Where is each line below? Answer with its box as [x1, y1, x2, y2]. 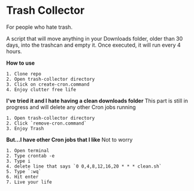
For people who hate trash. [6, 23, 73, 31]
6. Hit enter [6, 174, 39, 180]
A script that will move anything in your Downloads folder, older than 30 [6, 35, 183, 42]
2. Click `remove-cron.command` [6, 120, 87, 126]
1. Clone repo [6, 71, 42, 77]
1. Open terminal [6, 147, 50, 153]
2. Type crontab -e [6, 153, 55, 159]
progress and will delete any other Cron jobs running [6, 103, 136, 111]
